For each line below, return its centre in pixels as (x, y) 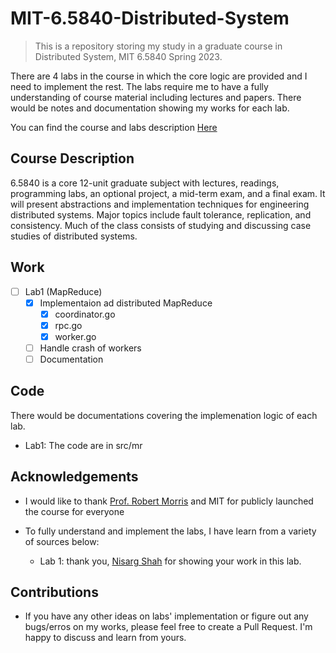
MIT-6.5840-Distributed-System (150, 18)
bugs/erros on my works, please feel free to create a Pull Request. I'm (168, 627)
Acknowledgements (74, 477)
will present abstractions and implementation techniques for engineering (160, 204)
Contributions (54, 592)
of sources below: (62, 541)
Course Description (72, 158)
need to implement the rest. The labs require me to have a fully (139, 86)
